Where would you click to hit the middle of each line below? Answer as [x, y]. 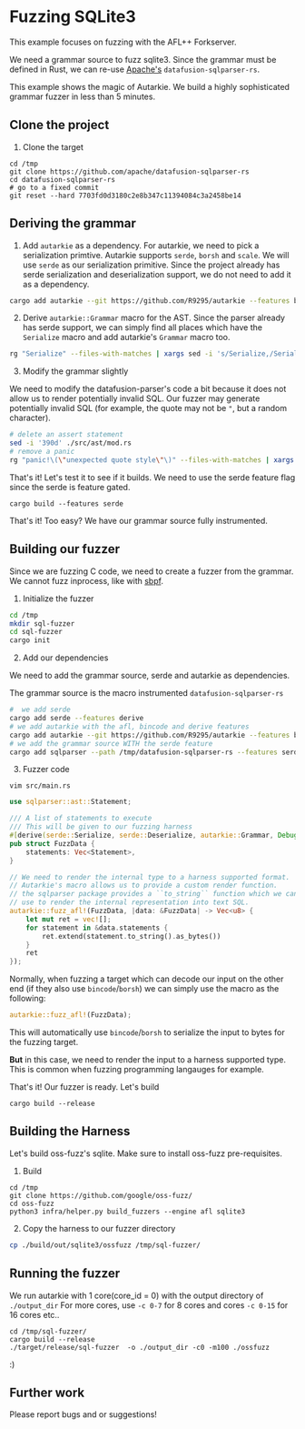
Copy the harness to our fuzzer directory [99, 1228]
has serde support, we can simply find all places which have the [143, 327]
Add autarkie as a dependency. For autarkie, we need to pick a [141, 245]
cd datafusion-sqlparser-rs [63, 179]
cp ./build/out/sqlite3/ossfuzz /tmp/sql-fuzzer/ [105, 1245]
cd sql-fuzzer [36, 632]
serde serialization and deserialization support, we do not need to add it [157, 274]
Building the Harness [70, 1131]
